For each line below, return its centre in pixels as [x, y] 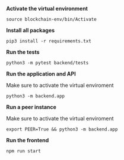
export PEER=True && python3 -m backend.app [62, 129]
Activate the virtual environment [47, 9]
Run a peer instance [31, 107]
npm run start [24, 151]
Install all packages [31, 30]
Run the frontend [28, 140]
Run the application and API [41, 74]
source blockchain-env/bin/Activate [51, 19]
